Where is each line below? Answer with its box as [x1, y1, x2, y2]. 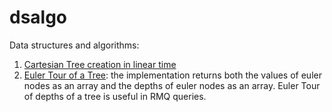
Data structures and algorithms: [9, 39, 140, 51]
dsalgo [9, 6, 68, 29]
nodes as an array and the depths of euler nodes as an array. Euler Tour [23, 79, 321, 91]
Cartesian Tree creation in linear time [23, 58, 177, 70]
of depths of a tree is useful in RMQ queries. [23, 90, 207, 102]
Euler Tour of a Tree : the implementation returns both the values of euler [23, 69, 322, 81]
